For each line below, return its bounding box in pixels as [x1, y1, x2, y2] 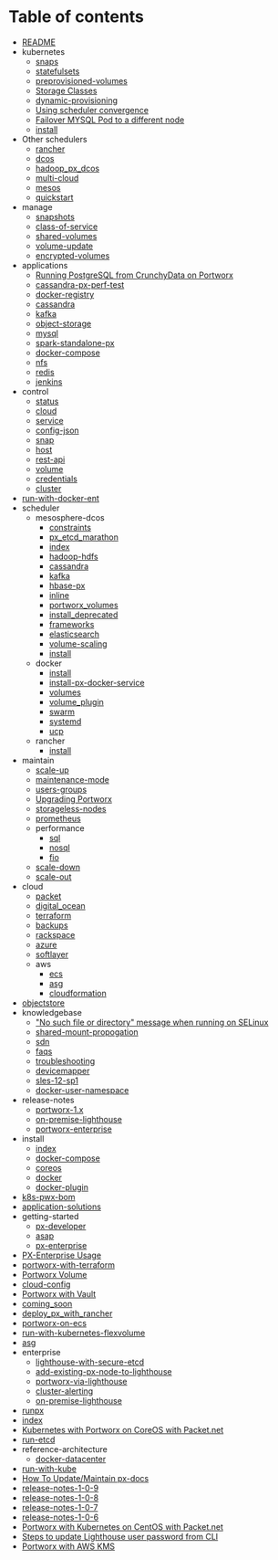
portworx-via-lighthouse [35, 1376, 128, 1386]
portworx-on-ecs [21, 1317, 88, 1328]
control [21, 385, 49, 396]
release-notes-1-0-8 [21, 1491, 99, 1503]
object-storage [35, 318, 92, 329]
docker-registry [35, 289, 95, 300]
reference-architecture [21, 1443, 108, 1454]
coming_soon [21, 1298, 73, 1309]
